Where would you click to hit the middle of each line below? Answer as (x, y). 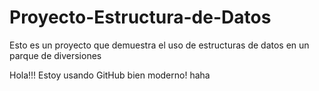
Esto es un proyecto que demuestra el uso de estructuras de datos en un (159, 45)
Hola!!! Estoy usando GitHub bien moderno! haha (110, 75)
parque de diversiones (55, 55)
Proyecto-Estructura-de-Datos (140, 17)
